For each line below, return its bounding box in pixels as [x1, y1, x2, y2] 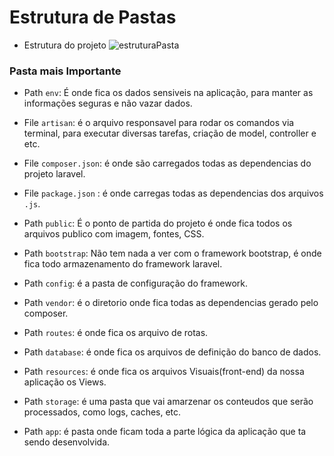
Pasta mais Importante [9, 64, 122, 78]
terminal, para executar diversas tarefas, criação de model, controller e [23, 127, 317, 140]
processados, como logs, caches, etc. [23, 406, 182, 418]
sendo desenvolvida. [23, 436, 111, 448]
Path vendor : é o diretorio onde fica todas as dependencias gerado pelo [23, 297, 319, 309]
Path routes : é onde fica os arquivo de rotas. [23, 327, 209, 339]
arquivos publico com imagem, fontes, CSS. [23, 228, 205, 240]
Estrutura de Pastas [9, 6, 177, 29]
